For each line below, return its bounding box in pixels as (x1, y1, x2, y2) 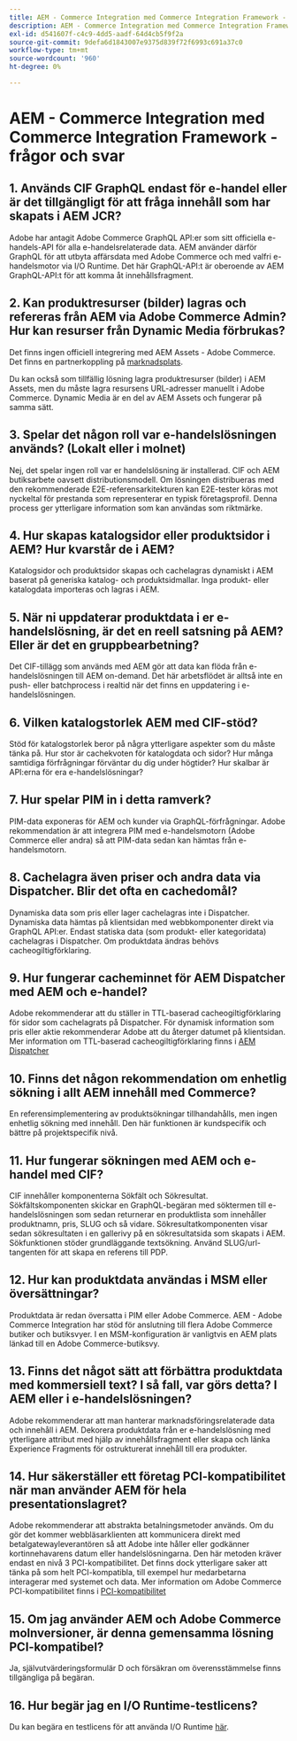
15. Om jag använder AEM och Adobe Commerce (9, 1612, 281, 1627)
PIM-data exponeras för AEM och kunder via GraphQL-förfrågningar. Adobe (9, 816, 286, 827)
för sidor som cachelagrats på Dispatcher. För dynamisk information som (9, 1017, 275, 1028)
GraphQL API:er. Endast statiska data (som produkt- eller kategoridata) (9, 926, 267, 937)
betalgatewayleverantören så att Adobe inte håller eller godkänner (9, 1539, 250, 1550)
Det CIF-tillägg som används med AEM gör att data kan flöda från (9, 661, 247, 672)
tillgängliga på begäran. (9, 1672, 95, 1683)
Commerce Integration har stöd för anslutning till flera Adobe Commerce (9, 1319, 273, 1330)
